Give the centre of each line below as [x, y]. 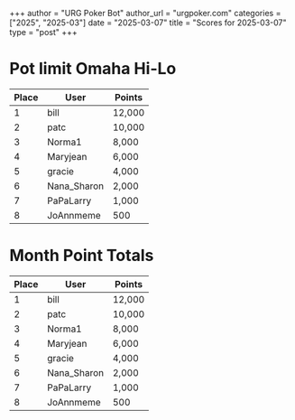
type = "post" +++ [44, 32]
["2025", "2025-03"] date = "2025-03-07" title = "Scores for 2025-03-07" [148, 23]
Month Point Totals [82, 256]
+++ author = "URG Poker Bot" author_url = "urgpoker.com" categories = [145, 13]
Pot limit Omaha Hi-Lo [93, 69]
